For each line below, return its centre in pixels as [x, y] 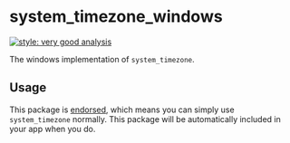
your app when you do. [53, 129]
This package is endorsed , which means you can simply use [122, 110]
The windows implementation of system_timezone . [102, 59]
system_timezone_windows [116, 17]
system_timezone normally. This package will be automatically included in [145, 119]
